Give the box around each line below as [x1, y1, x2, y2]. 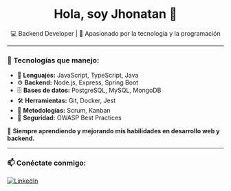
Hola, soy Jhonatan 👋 [54, 6, 177, 22]
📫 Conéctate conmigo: [7, 158, 87, 168]
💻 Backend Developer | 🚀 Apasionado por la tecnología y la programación [10, 29, 221, 37]
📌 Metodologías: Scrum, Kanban [16, 106, 111, 115]
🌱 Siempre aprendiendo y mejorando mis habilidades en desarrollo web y [7, 127, 220, 135]
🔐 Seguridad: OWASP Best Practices [16, 113, 122, 122]
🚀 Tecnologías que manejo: [7, 55, 100, 65]
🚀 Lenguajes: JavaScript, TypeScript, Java [16, 71, 139, 80]
